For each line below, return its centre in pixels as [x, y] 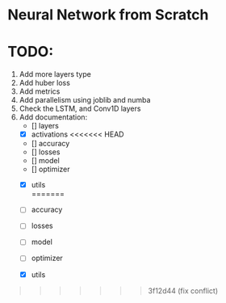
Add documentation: [53, 117]
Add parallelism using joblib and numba [85, 100]
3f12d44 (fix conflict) [183, 290]
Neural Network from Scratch [108, 15]
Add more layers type [55, 74]
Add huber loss [44, 83]
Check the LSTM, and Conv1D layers [80, 109]
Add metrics [40, 91]
